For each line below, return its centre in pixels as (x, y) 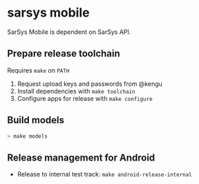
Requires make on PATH (38, 70)
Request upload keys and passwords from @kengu (89, 84)
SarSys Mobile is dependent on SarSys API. (69, 32)
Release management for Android (81, 157)
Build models (36, 120)
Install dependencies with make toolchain (76, 91)
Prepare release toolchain (64, 54)
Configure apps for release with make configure (85, 98)
